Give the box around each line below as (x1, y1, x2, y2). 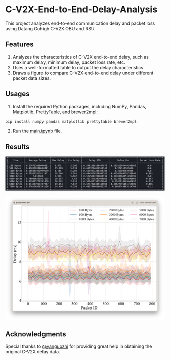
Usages (5, 90, 30, 98)
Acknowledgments (5, 330, 67, 339)
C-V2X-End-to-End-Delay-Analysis (5, 4, 158, 15)
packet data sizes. (12, 75, 51, 81)
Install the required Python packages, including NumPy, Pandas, (12, 103, 147, 109)
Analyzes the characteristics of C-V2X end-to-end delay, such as (12, 54, 149, 60)
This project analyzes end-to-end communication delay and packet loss (5, 20, 155, 26)
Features (5, 40, 34, 49)
